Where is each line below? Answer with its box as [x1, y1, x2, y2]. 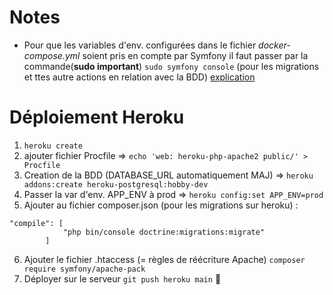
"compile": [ [9, 218, 64, 228]
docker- [258, 39, 291, 51]
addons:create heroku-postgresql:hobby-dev [23, 179, 209, 190]
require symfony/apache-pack [23, 264, 146, 274]
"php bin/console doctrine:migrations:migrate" [62, 227, 266, 237]
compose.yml [23, 49, 81, 61]
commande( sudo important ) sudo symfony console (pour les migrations [23, 60, 320, 72]
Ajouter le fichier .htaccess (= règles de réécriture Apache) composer [23, 253, 306, 265]
